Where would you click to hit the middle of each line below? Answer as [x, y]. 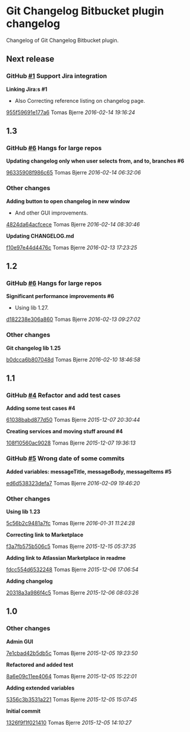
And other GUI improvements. [51, 213]
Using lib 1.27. [32, 308]
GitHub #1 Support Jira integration [57, 76]
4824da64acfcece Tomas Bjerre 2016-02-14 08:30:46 [73, 224]
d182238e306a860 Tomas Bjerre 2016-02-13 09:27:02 [73, 319]
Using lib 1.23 [23, 512]
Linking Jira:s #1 [27, 89]
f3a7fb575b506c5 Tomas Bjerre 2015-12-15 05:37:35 [71, 546]
